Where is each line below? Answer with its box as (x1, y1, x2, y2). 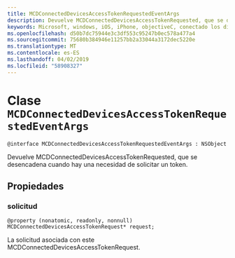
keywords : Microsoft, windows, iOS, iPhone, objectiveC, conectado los (7, 23, 220, 30)
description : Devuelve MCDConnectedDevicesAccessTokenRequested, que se (7, 17, 224, 24)
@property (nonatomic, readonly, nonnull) (7, 217, 133, 224)
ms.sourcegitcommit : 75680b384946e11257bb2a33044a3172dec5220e (7, 36, 196, 43)
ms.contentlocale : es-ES (7, 50, 80, 57)
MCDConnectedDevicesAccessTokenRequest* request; (7, 224, 155, 231)
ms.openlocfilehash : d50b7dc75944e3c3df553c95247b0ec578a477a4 (7, 29, 196, 37)
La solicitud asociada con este (7, 236, 95, 244)
